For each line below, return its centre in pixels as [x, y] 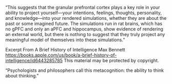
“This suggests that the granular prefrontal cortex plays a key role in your [83, 7]
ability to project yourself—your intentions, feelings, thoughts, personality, [83, 13]
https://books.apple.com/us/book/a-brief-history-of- [61, 55]
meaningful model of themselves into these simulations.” [65, 40]
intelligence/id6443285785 [34, 60]
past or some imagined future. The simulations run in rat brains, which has [84, 23]
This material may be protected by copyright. [111, 60]
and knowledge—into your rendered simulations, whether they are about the [86, 18]
